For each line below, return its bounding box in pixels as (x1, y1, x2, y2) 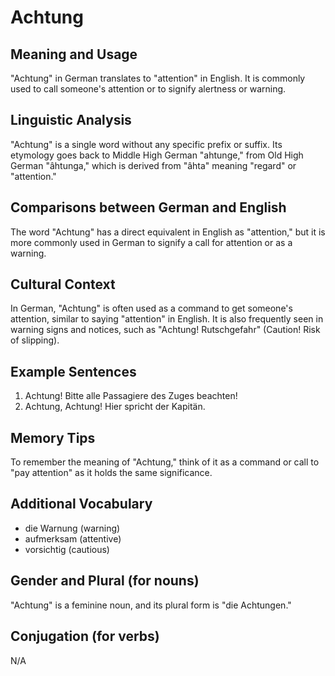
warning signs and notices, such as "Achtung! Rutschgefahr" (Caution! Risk (10, 324, 321, 336)
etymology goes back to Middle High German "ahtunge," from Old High (10, 149, 304, 161)
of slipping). (10, 334, 60, 346)
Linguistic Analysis (10, 112, 132, 129)
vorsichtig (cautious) (24, 543, 110, 555)
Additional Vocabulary (10, 496, 153, 513)
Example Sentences (10, 363, 137, 380)
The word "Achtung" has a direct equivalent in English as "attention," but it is (10, 226, 326, 238)
